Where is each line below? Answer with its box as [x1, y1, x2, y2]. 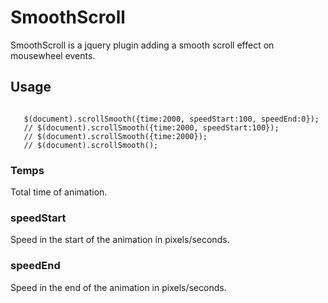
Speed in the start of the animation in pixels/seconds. [10, 234, 230, 246]
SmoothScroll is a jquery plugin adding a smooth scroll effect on [10, 39, 275, 51]
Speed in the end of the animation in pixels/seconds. [10, 281, 227, 293]
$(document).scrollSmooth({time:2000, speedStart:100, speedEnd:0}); [23, 114, 320, 124]
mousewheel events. [10, 49, 96, 61]
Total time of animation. [10, 186, 108, 198]
